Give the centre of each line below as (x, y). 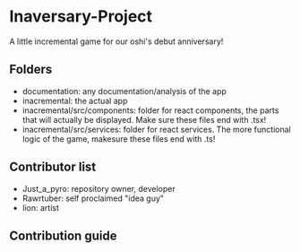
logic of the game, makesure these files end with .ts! (119, 139)
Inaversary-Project (81, 17)
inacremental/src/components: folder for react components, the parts (150, 110)
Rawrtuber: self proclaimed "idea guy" (93, 198)
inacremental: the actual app (75, 100)
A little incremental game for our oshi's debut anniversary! (116, 41)
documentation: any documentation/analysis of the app (124, 91)
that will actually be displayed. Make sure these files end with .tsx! (144, 119)
